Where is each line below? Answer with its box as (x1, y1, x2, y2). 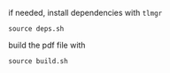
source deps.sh (8, 25, 65, 33)
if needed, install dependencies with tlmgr (8, 8, 163, 18)
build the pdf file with (8, 40, 86, 50)
